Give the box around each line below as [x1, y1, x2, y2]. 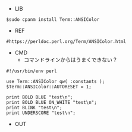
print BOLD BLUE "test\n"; [6, 94, 73, 100]
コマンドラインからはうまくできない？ [23, 56, 118, 63]
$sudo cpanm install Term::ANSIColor [6, 17, 100, 23]
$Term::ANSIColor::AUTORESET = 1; [6, 84, 92, 90]
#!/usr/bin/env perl [6, 68, 58, 74]
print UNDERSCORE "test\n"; [6, 110, 76, 116]
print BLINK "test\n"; [6, 105, 62, 110]
